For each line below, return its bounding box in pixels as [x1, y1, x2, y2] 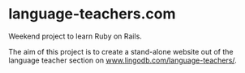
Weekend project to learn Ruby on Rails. [8, 31, 142, 41]
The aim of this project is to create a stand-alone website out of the [8, 47, 234, 56]
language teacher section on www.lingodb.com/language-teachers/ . [8, 55, 237, 65]
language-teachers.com [8, 5, 176, 23]
